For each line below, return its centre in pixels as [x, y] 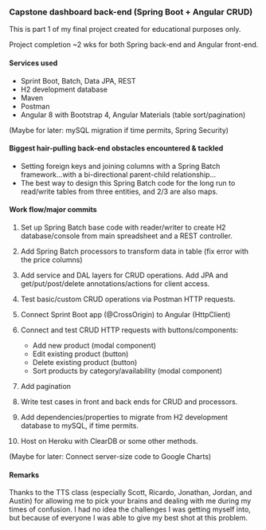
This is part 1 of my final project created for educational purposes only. [125, 29]
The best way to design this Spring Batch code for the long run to [128, 183]
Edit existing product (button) [80, 354]
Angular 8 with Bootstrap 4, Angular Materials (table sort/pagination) [133, 115]
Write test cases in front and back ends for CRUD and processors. [129, 402]
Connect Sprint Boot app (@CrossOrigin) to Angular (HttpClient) [125, 314]
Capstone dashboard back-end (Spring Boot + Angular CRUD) [131, 12]
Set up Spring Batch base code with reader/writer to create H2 [123, 227]
